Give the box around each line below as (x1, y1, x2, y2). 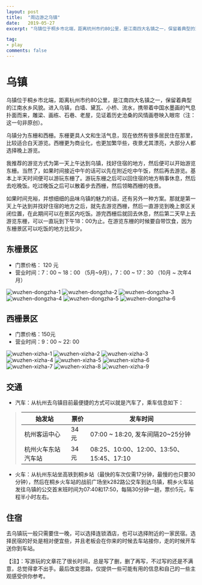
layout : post (6, 8, 39, 15)
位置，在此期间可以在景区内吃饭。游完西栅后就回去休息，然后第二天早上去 (11, 210, 196, 217)
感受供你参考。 (11, 572, 49, 580)
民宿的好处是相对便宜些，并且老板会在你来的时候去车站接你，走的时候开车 (11, 538, 196, 545)
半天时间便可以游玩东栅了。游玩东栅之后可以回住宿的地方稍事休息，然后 (16, 174, 196, 182)
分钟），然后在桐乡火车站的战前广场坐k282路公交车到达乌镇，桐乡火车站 (14, 479, 194, 486)
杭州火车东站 (23, 446, 61, 454)
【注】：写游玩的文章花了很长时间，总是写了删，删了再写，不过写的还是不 (6, 557, 188, 565)
